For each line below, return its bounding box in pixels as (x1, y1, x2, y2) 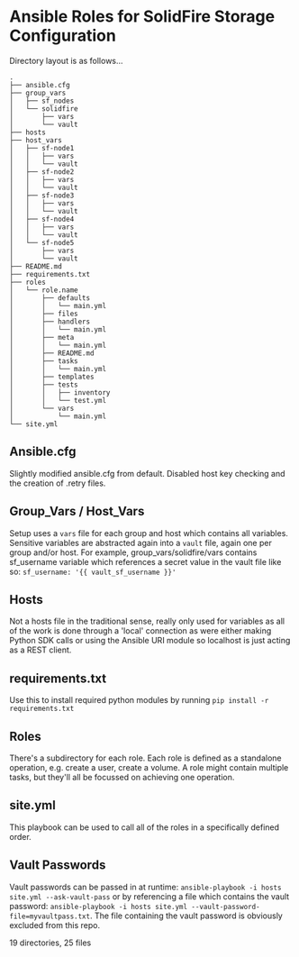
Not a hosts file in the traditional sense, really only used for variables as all (9, 615, 285, 627)
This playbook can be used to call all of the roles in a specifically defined (9, 822, 280, 833)
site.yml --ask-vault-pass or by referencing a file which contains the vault (9, 890, 290, 902)
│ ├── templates (9, 372, 95, 381)
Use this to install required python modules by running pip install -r (9, 695, 269, 706)
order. (9, 831, 32, 842)
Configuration (9, 25, 117, 46)
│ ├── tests (9, 380, 78, 389)
